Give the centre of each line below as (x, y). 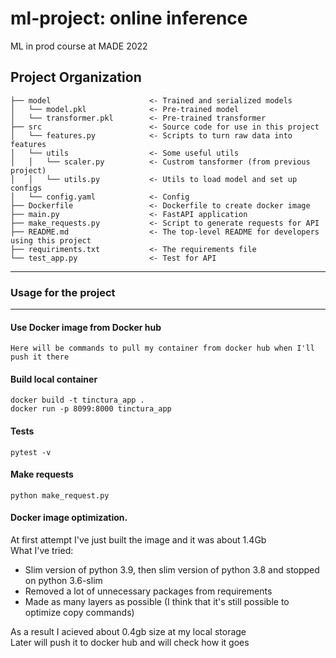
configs (26, 188)
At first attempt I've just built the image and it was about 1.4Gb (138, 540)
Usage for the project (63, 292)
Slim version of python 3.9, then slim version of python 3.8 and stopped (172, 570)
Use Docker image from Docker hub (86, 327)
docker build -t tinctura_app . (77, 400)
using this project (51, 240)
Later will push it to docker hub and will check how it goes (130, 643)
